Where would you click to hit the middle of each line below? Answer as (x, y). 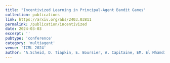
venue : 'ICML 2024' (26, 48)
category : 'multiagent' (30, 43)
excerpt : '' (18, 34)
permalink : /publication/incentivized (46, 24)
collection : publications (32, 15)
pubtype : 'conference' (29, 39)
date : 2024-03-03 (24, 29)
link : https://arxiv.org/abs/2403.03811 (49, 19)
